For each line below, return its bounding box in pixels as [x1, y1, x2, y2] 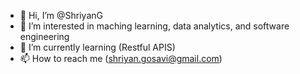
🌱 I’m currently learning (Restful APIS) [19, 41, 176, 53]
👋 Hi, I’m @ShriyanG [19, 10, 103, 21]
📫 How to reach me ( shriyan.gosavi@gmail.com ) [19, 53, 223, 64]
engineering [19, 31, 70, 42]
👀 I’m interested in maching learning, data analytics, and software [19, 20, 290, 32]
